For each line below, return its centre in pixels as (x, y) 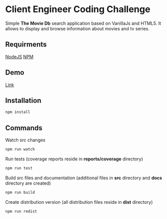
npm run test (19, 168)
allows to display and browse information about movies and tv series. (77, 28)
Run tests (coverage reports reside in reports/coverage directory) (74, 159)
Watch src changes (25, 140)
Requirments (26, 45)
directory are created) (28, 183)
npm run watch (20, 149)
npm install (18, 112)
